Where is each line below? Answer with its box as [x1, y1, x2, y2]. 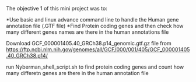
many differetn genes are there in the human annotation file [6, 70, 149, 76]
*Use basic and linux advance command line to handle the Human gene [6, 16, 179, 23]
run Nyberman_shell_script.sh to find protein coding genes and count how [6, 63, 184, 70]
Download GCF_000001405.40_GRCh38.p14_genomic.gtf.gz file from [6, 40, 171, 47]
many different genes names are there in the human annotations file [6, 28, 169, 35]
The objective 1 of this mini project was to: [6, 5, 108, 12]
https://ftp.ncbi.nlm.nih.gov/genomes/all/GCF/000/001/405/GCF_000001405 [6, 46, 190, 53]
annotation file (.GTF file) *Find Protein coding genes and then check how [6, 23, 184, 29]
